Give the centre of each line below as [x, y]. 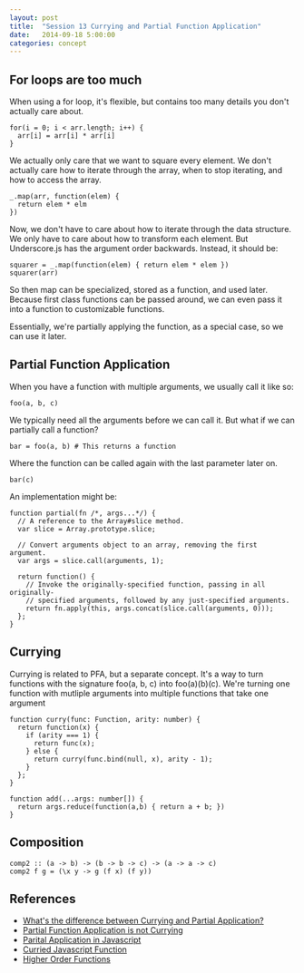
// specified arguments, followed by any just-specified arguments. [158, 600]
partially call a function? [54, 429]
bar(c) [22, 480]
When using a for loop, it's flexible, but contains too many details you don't [149, 102]
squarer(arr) [34, 273]
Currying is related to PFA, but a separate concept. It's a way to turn [137, 674]
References [43, 899]
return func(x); [64, 743]
